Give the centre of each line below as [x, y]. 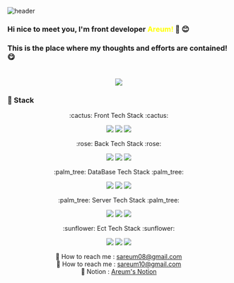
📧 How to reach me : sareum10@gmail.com [119, 264]
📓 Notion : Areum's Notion [119, 272]
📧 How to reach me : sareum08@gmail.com [119, 257]
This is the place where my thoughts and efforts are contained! [117, 48]
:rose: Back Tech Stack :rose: [119, 144]
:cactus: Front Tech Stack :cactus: [119, 116]
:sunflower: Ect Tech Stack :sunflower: [119, 229]
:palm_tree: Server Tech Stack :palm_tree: [119, 200]
